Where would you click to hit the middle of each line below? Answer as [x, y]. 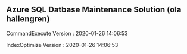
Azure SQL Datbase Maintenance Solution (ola [94, 10]
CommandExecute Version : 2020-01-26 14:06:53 [67, 33]
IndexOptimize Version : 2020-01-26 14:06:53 [62, 45]
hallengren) [28, 19]
